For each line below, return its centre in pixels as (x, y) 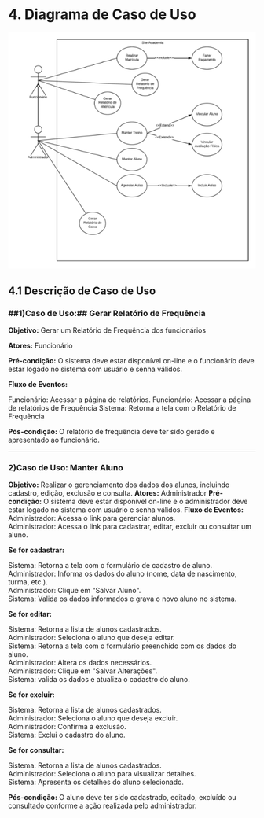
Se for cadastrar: (37, 550)
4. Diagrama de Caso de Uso (102, 15)
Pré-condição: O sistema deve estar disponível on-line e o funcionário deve (131, 361)
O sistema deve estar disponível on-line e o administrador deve (145, 502)
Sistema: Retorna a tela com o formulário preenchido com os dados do (123, 646)
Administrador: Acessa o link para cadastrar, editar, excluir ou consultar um (130, 527)
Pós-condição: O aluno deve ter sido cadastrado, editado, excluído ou (123, 798)
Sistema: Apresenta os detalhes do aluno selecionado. (96, 782)
